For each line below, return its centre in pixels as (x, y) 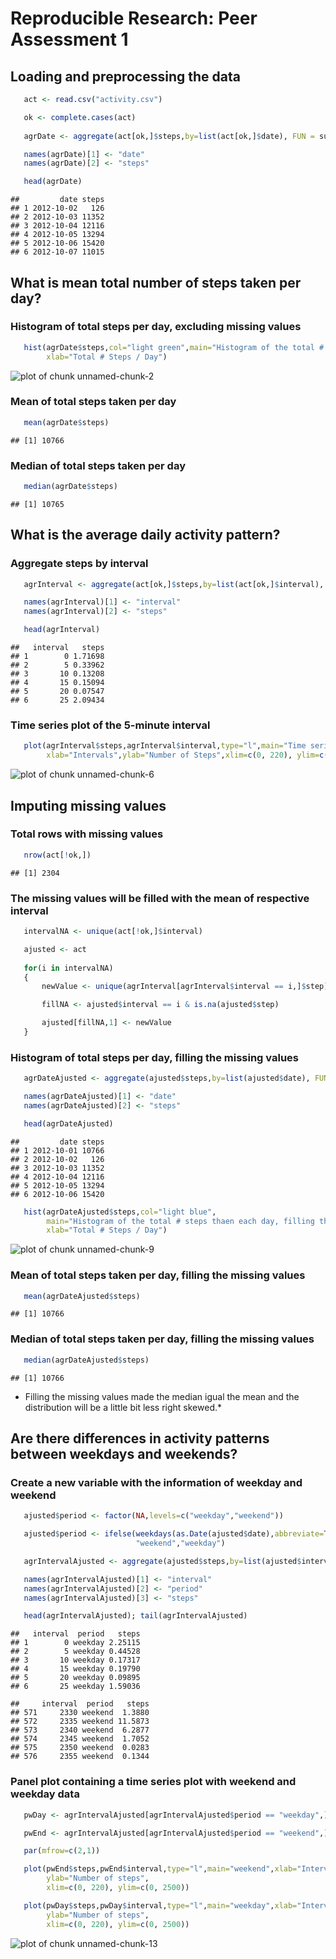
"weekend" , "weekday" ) (180, 1543)
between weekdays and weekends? (124, 1454)
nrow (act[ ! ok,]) (57, 855)
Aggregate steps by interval (79, 564)
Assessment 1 (69, 39)
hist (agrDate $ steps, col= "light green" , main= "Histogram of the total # (174, 347)
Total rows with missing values (87, 834)
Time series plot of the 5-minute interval (110, 725)
